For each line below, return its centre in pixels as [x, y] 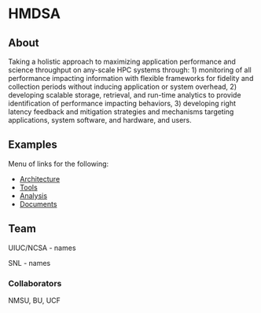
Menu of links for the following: [59, 164]
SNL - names [29, 263]
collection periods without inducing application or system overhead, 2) [123, 87]
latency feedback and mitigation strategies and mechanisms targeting [121, 112]
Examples [33, 145]
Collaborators [35, 283]
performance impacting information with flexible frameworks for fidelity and [131, 78]
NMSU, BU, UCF [35, 300]
